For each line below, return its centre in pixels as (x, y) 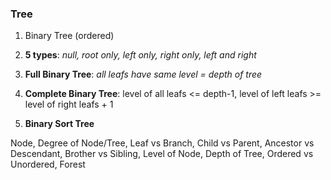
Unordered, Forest (48, 164)
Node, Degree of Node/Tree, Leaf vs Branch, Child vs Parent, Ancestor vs (162, 143)
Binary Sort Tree (59, 124)
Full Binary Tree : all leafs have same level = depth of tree (143, 74)
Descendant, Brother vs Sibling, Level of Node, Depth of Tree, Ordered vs (162, 154)
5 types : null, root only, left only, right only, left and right (140, 55)
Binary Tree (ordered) (69, 36)
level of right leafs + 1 (69, 104)
